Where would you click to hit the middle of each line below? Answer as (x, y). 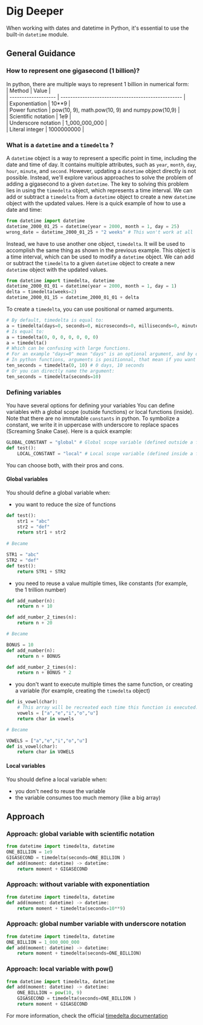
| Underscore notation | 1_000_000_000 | (57, 123)
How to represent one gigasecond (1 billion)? (73, 71)
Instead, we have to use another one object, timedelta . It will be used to (96, 243)
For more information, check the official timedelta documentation (87, 1015)
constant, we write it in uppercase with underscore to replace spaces (92, 425)
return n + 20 (35, 623)
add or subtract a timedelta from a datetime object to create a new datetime (101, 197)
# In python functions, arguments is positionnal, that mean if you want (101, 360)
